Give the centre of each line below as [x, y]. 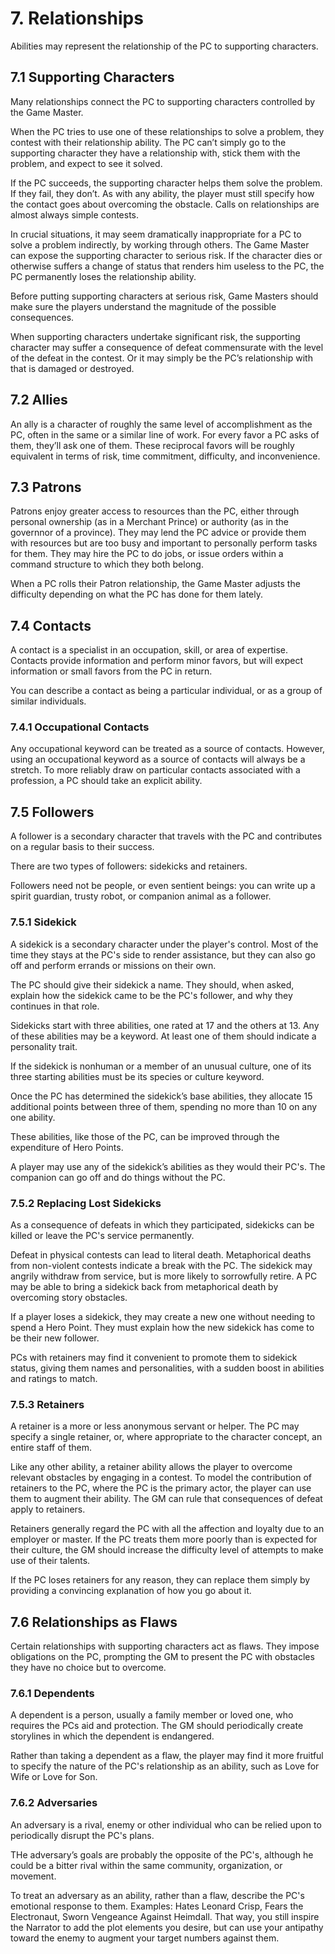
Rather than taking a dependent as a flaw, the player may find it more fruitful [167, 1756]
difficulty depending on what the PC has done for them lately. [136, 594]
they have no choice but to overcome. [88, 1667]
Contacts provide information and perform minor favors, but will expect [157, 661]
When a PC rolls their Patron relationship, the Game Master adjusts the [155, 584]
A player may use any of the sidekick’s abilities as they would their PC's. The [168, 1166]
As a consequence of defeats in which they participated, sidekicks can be [162, 1224]
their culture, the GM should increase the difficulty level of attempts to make [167, 1550]
